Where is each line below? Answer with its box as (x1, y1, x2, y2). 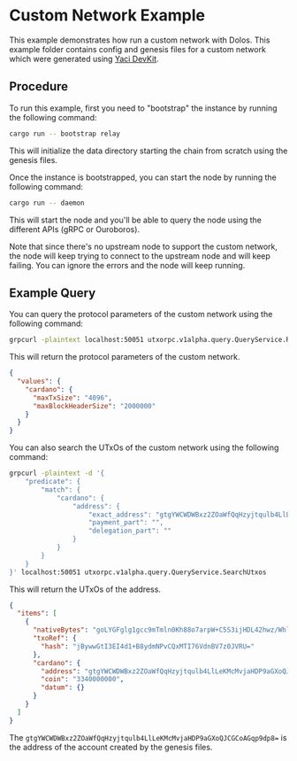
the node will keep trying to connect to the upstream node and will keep (9, 250, 271, 261)
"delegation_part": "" (88, 526, 172, 536)
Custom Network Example (9, 5, 206, 26)
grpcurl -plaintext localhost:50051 (9, 336, 144, 345)
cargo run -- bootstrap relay (9, 129, 121, 138)
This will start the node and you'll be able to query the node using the (9, 214, 263, 225)
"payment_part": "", (88, 518, 164, 527)
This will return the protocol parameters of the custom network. (9, 352, 240, 362)
